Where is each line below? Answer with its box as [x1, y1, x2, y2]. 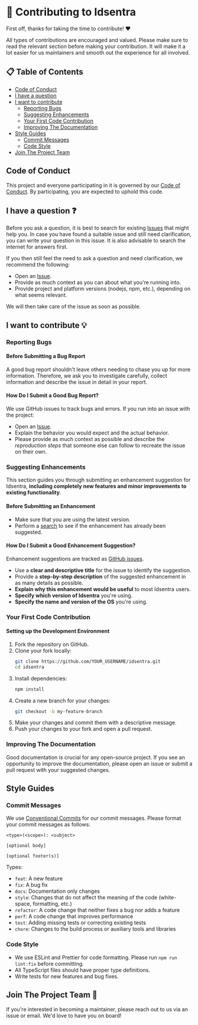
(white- [158, 894, 177, 901]
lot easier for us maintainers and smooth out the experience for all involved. [6, 49, 190, 56]
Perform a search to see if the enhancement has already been [14, 522, 166, 529]
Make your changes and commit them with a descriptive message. [14, 719, 177, 726]
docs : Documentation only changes [14, 887, 100, 895]
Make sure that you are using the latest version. [14, 516, 131, 523]
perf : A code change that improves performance [14, 913, 134, 920]
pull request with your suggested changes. [6, 766, 111, 773]
